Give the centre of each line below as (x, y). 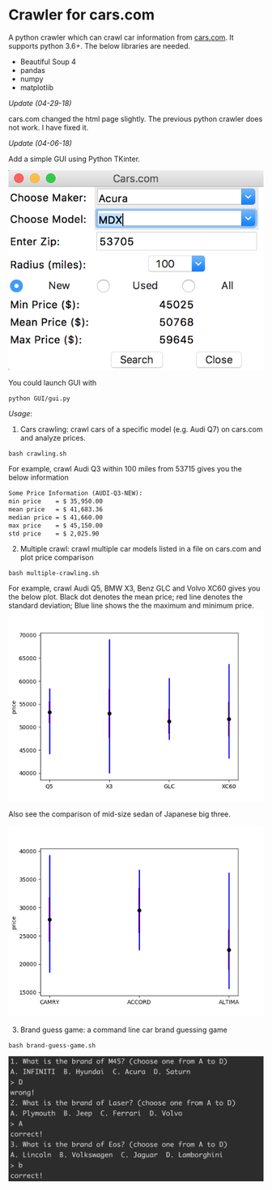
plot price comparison (57, 557)
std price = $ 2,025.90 (54, 533)
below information (38, 477)
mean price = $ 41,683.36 (56, 509)
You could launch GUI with (53, 382)
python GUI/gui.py (39, 399)
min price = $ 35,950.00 (56, 501)
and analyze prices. (53, 437)
